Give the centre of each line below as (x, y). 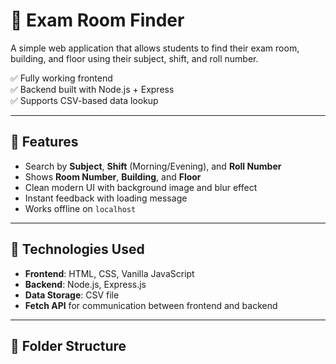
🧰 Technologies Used (77, 249)
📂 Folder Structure (68, 345)
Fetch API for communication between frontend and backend (151, 305)
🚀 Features (44, 142)
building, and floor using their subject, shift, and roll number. (134, 58)
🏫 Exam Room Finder (97, 20)
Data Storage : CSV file (72, 295)
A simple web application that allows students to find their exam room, (155, 48)
